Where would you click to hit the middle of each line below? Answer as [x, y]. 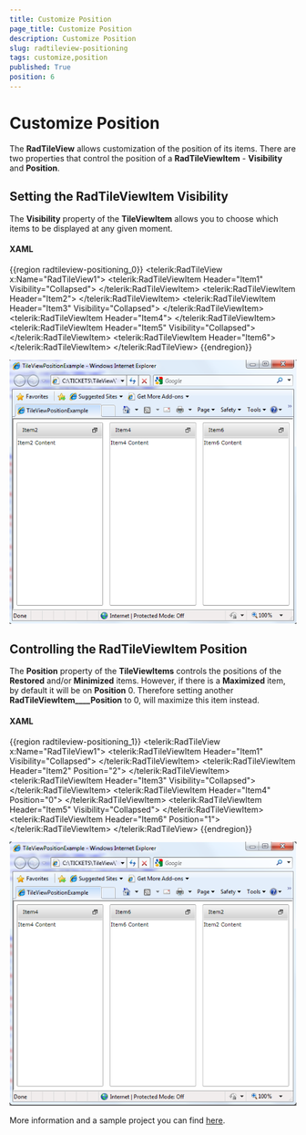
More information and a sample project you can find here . [117, 1120]
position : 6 [32, 78]
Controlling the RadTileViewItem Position [128, 649]
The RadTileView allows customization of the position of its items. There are [153, 148]
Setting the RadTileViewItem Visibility [119, 197]
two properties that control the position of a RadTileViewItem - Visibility [146, 158]
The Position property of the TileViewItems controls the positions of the [146, 672]
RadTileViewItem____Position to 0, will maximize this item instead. [134, 700]
